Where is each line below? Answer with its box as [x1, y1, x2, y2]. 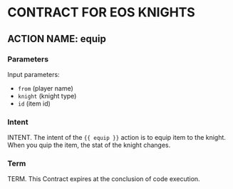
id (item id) [17, 99, 51, 108]
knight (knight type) [17, 91, 77, 100]
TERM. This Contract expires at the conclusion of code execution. [7, 175, 201, 183]
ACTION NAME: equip [7, 33, 107, 45]
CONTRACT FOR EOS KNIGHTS [7, 4, 196, 21]
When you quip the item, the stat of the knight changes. [7, 141, 171, 150]
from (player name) [17, 83, 73, 93]
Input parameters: [7, 70, 60, 78]
